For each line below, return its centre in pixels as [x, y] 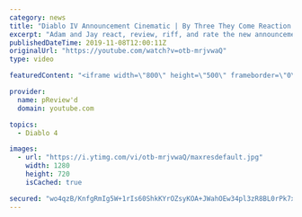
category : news [38, 17]
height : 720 [48, 174]
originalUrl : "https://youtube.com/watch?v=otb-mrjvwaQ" [118, 51]
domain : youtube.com [56, 108]
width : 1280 [48, 166]
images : [24, 149]
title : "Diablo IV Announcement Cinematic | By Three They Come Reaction [151, 26]
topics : [24, 125]
